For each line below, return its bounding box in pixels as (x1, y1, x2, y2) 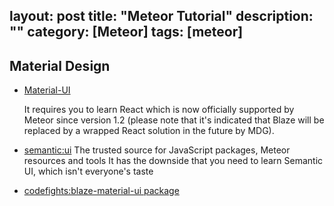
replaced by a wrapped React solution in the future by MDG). (23, 125, 275, 137)
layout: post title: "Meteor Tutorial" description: (9, 8, 314, 25)
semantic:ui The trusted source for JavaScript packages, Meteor (23, 144, 291, 156)
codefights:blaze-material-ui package (23, 185, 180, 197)
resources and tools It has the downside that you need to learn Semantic (23, 155, 324, 167)
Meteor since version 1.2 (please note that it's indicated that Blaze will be (23, 114, 325, 126)
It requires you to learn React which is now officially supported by (23, 104, 295, 116)
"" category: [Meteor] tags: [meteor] (9, 24, 244, 41)
